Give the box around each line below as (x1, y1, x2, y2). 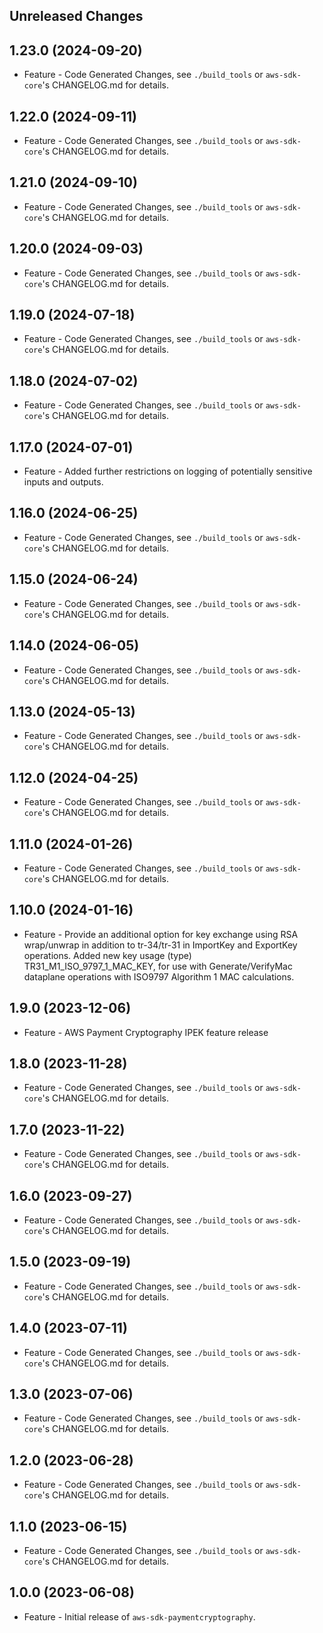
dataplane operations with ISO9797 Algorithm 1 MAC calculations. (23, 970, 295, 983)
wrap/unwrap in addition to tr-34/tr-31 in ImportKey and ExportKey (23, 939, 298, 951)
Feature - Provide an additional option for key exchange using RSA (23, 928, 299, 940)
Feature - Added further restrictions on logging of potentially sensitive (23, 465, 313, 478)
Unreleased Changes (9, 8, 144, 25)
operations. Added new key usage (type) (23, 949, 192, 961)
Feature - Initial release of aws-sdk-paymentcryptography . (23, 1610, 256, 1623)
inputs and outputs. (23, 476, 104, 488)
